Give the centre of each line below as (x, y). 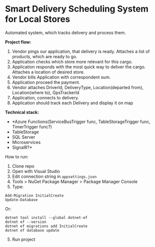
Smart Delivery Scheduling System (77, 9)
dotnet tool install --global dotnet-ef (46, 217)
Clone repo (23, 166)
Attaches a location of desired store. (48, 72)
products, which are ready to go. (45, 56)
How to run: (17, 156)
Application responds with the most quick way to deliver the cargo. (79, 67)
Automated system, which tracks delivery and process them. (65, 32)
